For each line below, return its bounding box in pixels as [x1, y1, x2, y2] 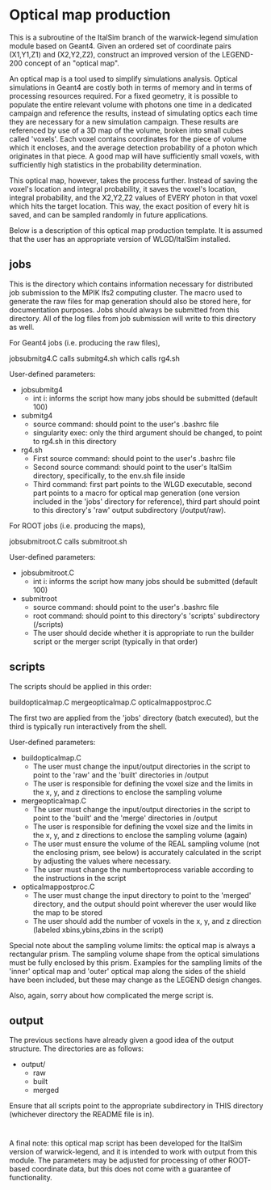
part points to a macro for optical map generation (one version [32, 488, 240, 498]
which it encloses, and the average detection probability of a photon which [9, 142, 258, 152]
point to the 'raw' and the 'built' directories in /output [32, 770, 209, 780]
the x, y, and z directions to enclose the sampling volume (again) [32, 830, 248, 840]
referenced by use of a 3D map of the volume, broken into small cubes [9, 125, 244, 135]
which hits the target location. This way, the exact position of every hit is [9, 201, 249, 211]
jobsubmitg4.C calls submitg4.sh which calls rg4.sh [9, 354, 181, 363]
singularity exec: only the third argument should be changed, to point [32, 427, 263, 438]
